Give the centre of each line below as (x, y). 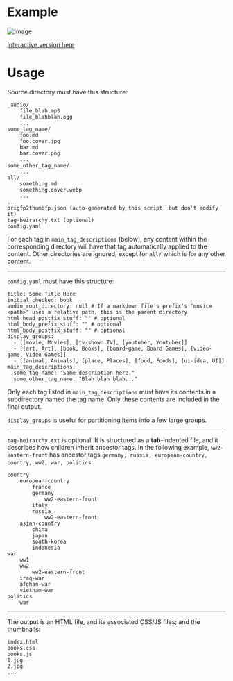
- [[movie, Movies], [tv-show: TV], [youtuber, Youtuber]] (101, 342)
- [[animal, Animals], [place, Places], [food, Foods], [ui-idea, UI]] (119, 361)
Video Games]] (46, 355)
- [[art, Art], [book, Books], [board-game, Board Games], (101, 348)
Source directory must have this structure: (68, 92)
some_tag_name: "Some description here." (74, 373)
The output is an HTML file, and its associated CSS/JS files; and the (104, 621)
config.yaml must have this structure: (61, 281)
